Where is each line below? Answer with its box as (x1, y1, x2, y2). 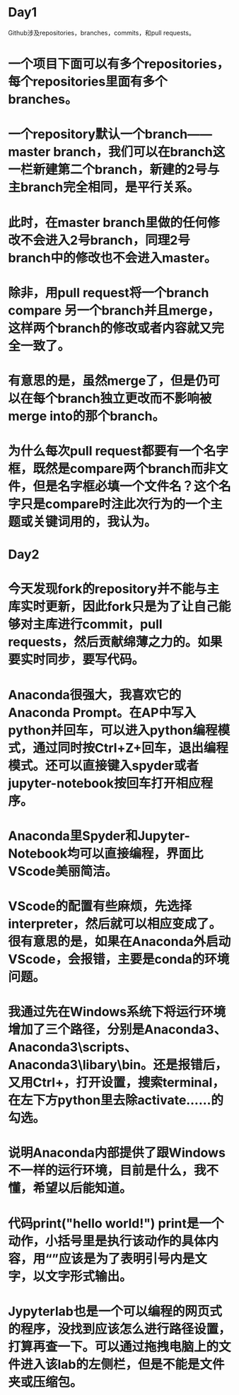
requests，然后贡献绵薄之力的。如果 (8, 634, 223, 650)
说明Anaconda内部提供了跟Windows (8, 1145, 226, 1161)
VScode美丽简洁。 (8, 863, 118, 879)
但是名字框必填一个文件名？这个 (33, 479, 219, 495)
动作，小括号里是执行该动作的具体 (8, 1233, 207, 1249)
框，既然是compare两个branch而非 (8, 461, 216, 477)
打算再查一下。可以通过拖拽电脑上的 (8, 1338, 219, 1355)
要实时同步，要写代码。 (8, 652, 145, 668)
